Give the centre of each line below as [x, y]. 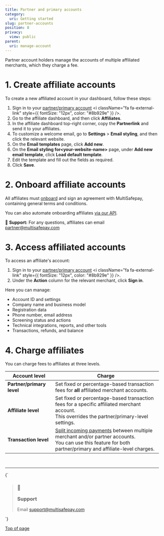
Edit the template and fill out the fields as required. [63, 160]
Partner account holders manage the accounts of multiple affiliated [72, 60]
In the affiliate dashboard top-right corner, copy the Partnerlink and [80, 123]
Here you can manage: [28, 290]
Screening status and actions [41, 320]
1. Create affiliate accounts [61, 85]
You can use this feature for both [93, 443]
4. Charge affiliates [45, 350]
